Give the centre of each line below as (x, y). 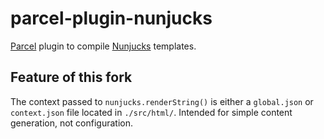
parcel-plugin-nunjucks (111, 18)
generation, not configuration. (72, 123)
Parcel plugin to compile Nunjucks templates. (103, 46)
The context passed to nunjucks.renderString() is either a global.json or (162, 101)
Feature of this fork (71, 77)
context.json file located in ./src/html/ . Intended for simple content (151, 112)
